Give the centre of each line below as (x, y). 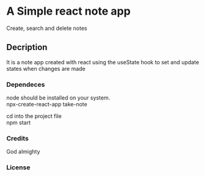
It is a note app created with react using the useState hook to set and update (103, 62)
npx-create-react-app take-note (47, 105)
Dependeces (26, 84)
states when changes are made (46, 68)
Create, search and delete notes (47, 28)
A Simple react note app (69, 11)
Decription (27, 47)
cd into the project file (34, 116)
